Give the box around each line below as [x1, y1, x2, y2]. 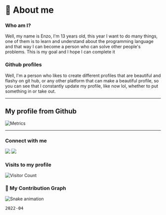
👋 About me [5, 4, 54, 16]
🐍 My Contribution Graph [5, 185, 66, 192]
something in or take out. [5, 88, 56, 94]
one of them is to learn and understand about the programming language [5, 38, 154, 44]
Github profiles [5, 61, 42, 68]
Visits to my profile [5, 161, 52, 168]
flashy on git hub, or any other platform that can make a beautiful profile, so [5, 77, 159, 83]
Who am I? [5, 22, 31, 29]
